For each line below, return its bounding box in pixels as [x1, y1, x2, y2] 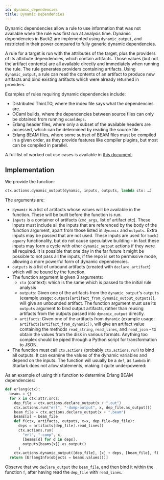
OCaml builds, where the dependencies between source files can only [12, 111, 154, 117]
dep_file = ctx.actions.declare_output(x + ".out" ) [14, 400, 121, 406]
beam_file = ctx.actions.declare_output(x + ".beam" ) [14, 409, 126, 414]
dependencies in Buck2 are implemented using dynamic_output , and [5, 35, 142, 42]
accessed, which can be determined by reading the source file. [12, 126, 140, 132]
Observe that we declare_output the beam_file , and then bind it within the [5, 464, 154, 470]
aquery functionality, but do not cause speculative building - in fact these [12, 238, 159, 244]
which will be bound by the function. [12, 269, 86, 275]
